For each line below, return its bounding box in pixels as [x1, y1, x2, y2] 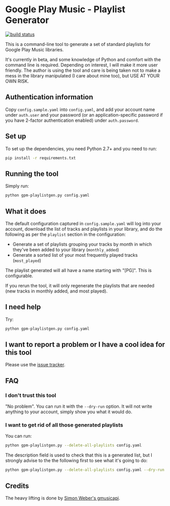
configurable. [5, 273, 33, 279]
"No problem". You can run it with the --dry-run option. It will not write [5, 404, 152, 410]
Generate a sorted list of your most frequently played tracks [12, 252, 138, 258]
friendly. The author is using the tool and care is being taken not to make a [5, 67, 161, 73]
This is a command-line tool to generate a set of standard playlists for [5, 41, 151, 47]
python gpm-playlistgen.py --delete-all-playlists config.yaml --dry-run [5, 467, 165, 472]
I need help [5, 303, 41, 311]
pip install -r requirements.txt [5, 155, 76, 161]
